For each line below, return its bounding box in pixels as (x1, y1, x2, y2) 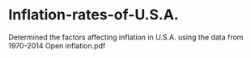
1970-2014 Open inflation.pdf (8, 40, 106, 50)
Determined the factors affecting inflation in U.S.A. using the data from (8, 32, 244, 42)
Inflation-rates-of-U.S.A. (8, 6, 180, 24)
